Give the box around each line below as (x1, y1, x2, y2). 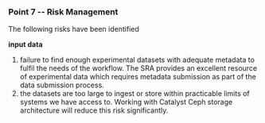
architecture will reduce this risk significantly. (19, 106, 169, 115)
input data (8, 40, 43, 49)
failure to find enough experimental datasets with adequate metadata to (19, 55, 255, 65)
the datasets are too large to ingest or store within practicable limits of (19, 89, 251, 98)
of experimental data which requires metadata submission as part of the (19, 72, 256, 82)
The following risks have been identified (8, 25, 139, 34)
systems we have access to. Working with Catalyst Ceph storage (19, 98, 233, 107)
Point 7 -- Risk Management (8, 6, 119, 17)
